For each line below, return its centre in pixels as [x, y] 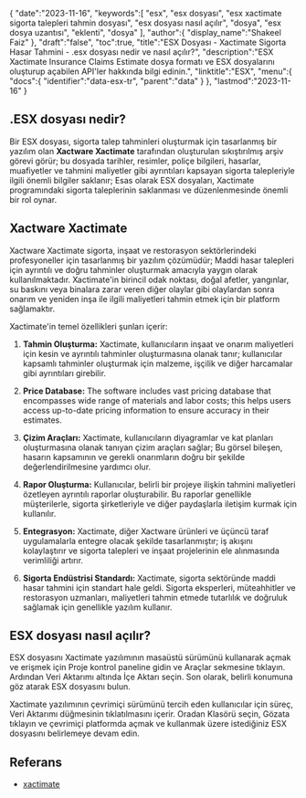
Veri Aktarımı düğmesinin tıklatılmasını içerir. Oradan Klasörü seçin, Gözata [150, 714]
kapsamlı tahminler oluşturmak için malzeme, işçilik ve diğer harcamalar [158, 363]
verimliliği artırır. [53, 560]
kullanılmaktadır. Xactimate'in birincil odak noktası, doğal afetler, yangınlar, [149, 279]
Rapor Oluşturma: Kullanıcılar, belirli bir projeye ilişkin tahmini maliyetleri [159, 484]
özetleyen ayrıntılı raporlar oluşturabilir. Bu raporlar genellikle [137, 494]
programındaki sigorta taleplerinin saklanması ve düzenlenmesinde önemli [149, 190]
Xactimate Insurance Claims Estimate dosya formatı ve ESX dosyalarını [142, 62]
